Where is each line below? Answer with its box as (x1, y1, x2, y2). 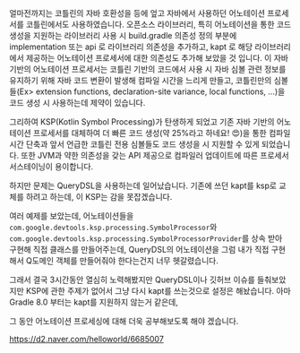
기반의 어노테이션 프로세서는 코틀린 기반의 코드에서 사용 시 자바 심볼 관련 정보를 (9, 64, 287, 74)
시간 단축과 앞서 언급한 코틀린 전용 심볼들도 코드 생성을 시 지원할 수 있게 (9, 139, 260, 150)
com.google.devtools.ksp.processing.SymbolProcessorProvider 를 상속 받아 (9, 233, 283, 244)
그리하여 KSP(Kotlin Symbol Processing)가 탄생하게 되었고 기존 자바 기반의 (9, 116, 275, 127)
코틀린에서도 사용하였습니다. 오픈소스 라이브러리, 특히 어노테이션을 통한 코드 (25, 19, 292, 30)
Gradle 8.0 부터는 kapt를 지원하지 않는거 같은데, (9, 297, 179, 307)
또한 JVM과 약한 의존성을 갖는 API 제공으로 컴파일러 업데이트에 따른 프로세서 (21, 151, 289, 160)
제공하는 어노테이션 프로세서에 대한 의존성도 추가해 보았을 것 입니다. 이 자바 (25, 53, 289, 63)
